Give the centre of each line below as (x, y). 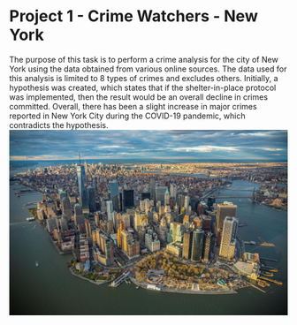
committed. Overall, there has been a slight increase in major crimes (133, 106)
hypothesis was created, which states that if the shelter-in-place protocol (143, 87)
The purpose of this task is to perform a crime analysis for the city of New (144, 59)
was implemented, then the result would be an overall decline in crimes (138, 97)
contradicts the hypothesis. (59, 125)
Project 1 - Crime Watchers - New (133, 16)
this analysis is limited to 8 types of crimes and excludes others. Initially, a (144, 78)
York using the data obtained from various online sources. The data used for (148, 69)
